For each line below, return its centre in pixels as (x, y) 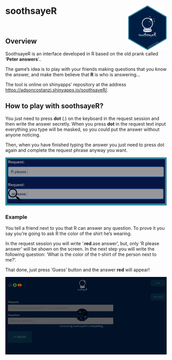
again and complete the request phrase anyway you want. (67, 150)
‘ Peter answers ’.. (23, 59)
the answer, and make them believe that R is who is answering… (73, 74)
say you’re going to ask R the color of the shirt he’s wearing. (69, 234)
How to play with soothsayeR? (55, 106)
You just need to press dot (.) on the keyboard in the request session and (82, 118)
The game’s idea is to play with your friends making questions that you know (86, 69)
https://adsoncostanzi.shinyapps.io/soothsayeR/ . (57, 90)
